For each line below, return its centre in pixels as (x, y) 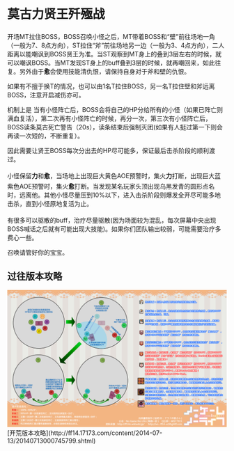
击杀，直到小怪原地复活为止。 (50, 203)
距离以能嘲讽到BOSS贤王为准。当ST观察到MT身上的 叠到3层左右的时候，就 (115, 54)
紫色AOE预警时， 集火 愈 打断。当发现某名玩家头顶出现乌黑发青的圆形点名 (111, 186)
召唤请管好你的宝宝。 (38, 252)
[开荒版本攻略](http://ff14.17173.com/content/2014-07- (85, 433)
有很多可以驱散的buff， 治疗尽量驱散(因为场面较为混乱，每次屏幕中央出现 (112, 220)
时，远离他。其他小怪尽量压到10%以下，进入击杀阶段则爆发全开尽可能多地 (114, 195)
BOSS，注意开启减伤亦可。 (46, 95)
